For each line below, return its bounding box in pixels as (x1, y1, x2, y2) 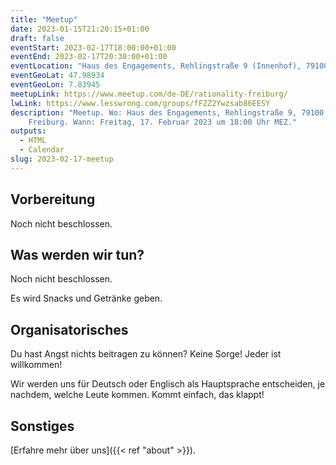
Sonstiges (10, 417, 75, 435)
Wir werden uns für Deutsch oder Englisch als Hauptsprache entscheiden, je (10, 378, 326, 390)
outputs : (10, 126, 47, 136)
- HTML (19, 136, 47, 146)
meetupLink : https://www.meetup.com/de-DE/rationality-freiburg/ (10, 89, 288, 99)
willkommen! (10, 359, 63, 371)
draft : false (10, 33, 65, 43)
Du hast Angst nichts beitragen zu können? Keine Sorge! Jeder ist (10, 348, 282, 360)
